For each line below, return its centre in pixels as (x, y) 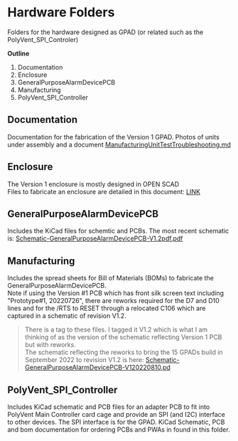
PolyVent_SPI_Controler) (43, 39)
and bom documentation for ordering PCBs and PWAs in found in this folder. (119, 430)
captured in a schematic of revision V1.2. (67, 316)
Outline (18, 53)
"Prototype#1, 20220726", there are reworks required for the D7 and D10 (114, 301)
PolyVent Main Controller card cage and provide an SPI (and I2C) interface (116, 414)
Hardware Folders (61, 12)
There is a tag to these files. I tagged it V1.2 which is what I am (116, 330)
